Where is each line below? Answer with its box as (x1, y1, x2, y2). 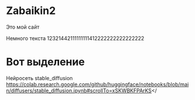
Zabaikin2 (6, 4, 56, 18)
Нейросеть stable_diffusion (6, 74, 73, 81)
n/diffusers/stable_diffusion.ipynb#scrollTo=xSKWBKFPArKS (6, 87, 152, 94)
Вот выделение (6, 56, 85, 68)
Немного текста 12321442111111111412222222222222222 (6, 35, 145, 42)
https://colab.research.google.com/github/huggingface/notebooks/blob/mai (6, 81, 189, 88)
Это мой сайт (6, 23, 40, 30)
